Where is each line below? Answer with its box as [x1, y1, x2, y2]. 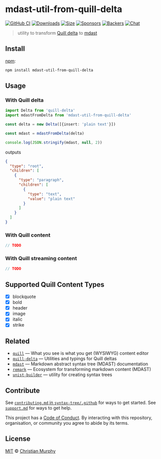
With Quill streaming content [5, 255, 77, 262]
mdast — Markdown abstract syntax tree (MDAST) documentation [12, 361, 148, 367]
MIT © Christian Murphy [5, 448, 56, 454]
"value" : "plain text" [27, 196, 75, 201]
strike [12, 322, 25, 328]
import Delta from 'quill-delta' [5, 108, 75, 113]
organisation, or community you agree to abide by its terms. [5, 420, 129, 426]
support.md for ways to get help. [5, 405, 72, 411]
